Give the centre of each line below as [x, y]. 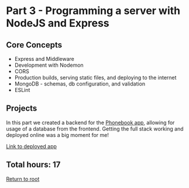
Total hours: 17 [33, 165]
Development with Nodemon [49, 65]
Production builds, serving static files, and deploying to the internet [95, 78]
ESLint [22, 90]
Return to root [23, 179]
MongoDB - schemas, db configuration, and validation [80, 84]
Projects [22, 109]
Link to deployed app [32, 146]
